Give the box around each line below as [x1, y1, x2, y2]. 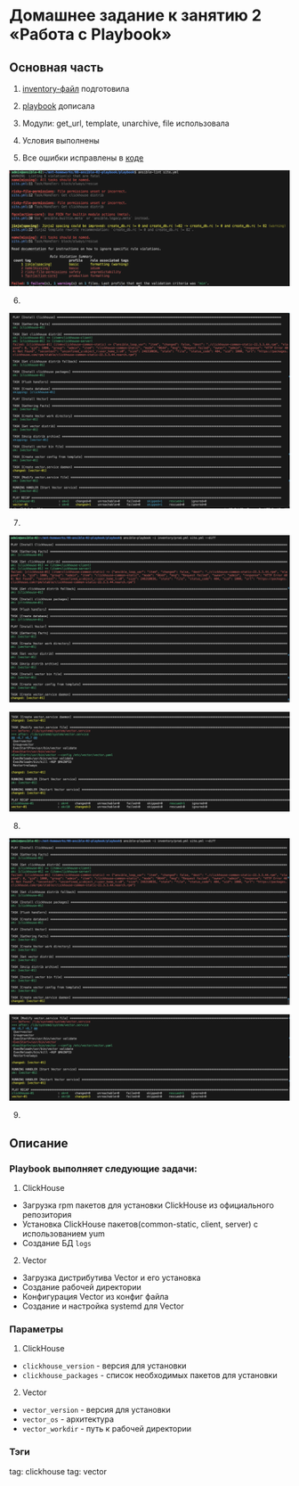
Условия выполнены [21, 135, 100, 145]
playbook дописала [21, 101, 95, 111]
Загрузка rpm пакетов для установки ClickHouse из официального [21, 1200, 274, 1211]
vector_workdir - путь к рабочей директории [21, 1424, 192, 1434]
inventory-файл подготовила [21, 84, 130, 94]
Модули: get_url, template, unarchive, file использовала [21, 118, 230, 128]
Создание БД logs [21, 1237, 92, 1248]
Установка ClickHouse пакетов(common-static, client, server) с [21, 1219, 259, 1229]
